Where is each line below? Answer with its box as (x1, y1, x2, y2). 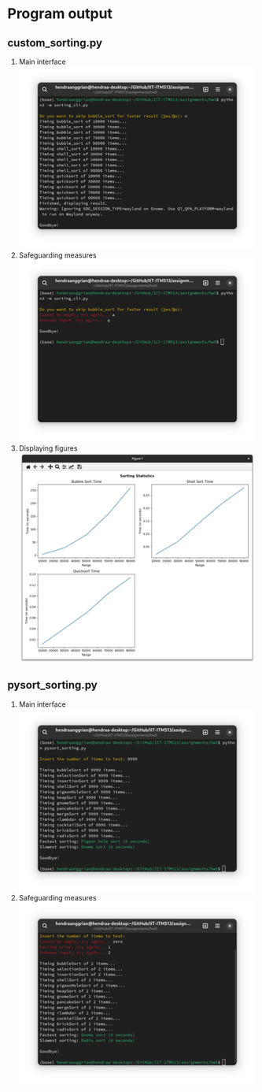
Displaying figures (18, 444, 78, 453)
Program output (7, 5, 113, 23)
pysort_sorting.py (7, 678, 98, 692)
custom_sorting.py (7, 36, 103, 50)
